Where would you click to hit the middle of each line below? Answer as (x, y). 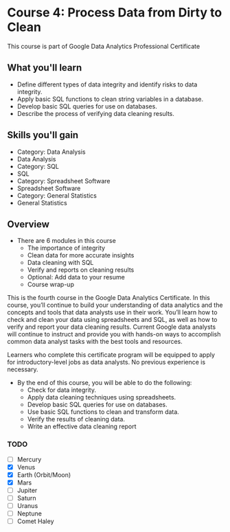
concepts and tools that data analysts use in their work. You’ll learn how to (112, 312)
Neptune (30, 513)
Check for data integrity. (61, 390)
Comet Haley (35, 521)
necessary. (23, 369)
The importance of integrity (66, 248)
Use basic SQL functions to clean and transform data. (103, 412)
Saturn (26, 498)
